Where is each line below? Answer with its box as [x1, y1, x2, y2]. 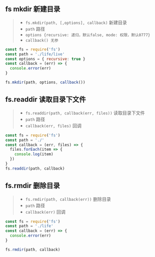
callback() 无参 [25, 38, 59, 43]
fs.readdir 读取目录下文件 [5, 95, 86, 104]
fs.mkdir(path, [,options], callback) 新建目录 [25, 19, 127, 26]
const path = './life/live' [5, 52, 65, 57]
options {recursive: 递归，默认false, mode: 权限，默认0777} [25, 32, 150, 37]
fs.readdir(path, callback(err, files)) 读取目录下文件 [25, 109, 145, 116]
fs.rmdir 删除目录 [5, 181, 60, 190]
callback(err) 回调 [25, 208, 66, 215]
